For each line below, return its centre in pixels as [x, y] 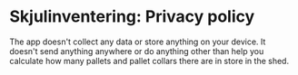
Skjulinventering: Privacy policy [132, 17]
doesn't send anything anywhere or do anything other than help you [137, 51]
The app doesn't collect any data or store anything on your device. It [138, 42]
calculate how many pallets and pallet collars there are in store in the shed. [149, 61]
